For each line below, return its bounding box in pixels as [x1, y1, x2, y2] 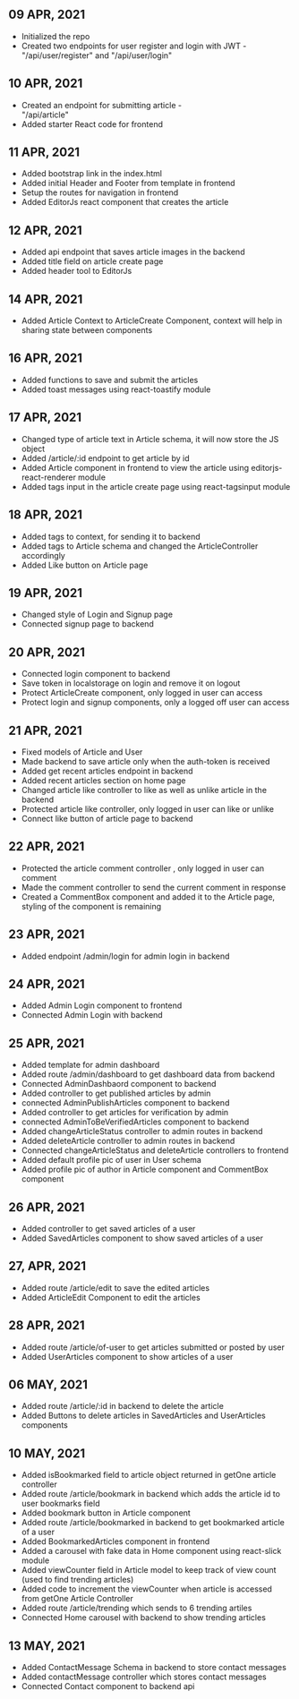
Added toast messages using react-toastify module [21, 384, 211, 395]
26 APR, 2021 [8, 1200, 85, 1215]
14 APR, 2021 [8, 291, 83, 307]
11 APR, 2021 [8, 145, 81, 160]
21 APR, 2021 [8, 722, 82, 738]
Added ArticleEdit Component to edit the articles [21, 1292, 201, 1302]
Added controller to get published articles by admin [21, 1088, 211, 1099]
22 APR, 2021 [8, 839, 85, 854]
